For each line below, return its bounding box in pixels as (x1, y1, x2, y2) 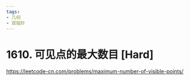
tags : (6, 8, 20, 15)
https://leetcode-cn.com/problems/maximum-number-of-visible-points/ (6, 68, 184, 75)
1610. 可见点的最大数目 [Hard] (6, 47, 154, 61)
